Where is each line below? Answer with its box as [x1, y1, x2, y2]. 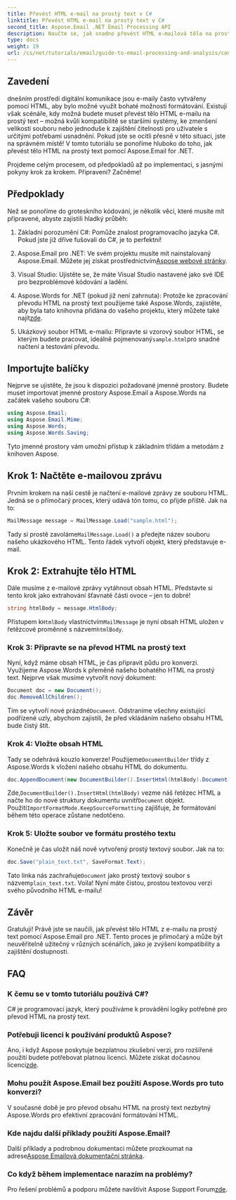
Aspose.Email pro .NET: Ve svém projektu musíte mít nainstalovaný [17, 249, 211, 257]
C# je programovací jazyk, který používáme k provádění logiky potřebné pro [7, 1005, 228, 1014]
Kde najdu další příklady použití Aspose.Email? [7, 1128, 171, 1138]
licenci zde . [7, 1061, 39, 1069]
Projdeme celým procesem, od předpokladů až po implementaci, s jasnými [7, 160, 223, 169]
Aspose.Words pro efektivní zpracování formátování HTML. [7, 1111, 179, 1119]
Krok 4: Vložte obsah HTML [7, 739, 103, 749]
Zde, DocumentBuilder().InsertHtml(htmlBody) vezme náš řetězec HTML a [7, 789, 221, 797]
